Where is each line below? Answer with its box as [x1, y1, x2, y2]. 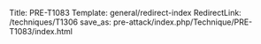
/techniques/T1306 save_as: [9, 17, 112, 27]
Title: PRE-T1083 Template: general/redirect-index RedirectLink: [9, 8, 242, 18]
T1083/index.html [9, 26, 73, 36]
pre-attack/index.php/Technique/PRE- [113, 17, 253, 27]
